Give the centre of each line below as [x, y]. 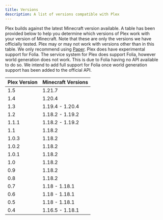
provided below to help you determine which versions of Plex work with [77, 33]
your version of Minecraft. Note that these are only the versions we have [78, 39]
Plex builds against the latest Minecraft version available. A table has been [80, 28]
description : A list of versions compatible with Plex [62, 14]
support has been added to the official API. [48, 70]
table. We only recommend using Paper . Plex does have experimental [75, 49]
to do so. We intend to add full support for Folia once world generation [76, 65]
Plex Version [23, 82]
